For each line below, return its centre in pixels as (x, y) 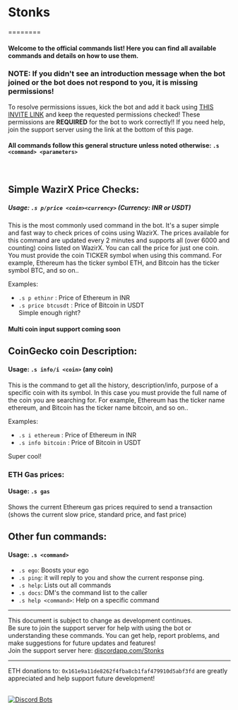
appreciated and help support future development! (82, 678)
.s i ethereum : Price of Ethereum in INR (77, 434)
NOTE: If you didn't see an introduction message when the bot (117, 73)
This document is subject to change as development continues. (100, 621)
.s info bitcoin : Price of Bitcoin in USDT (80, 442)
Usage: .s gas (29, 491)
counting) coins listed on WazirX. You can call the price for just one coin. (114, 248)
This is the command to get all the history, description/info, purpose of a (113, 385)
